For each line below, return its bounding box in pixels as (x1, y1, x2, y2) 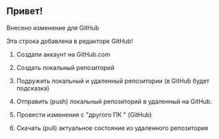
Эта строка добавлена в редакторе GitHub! (6, 37, 133, 45)
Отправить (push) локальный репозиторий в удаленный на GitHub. (16, 97, 212, 105)
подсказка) (16, 84, 49, 92)
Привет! (6, 5, 43, 17)
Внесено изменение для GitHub (6, 23, 100, 31)
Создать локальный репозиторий (16, 63, 115, 71)
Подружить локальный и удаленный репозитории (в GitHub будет (16, 77, 210, 85)
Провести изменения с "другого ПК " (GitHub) (16, 110, 152, 118)
